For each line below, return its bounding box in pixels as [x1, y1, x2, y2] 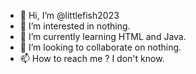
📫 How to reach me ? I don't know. [19, 53, 165, 64]
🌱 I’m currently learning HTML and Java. [19, 31, 187, 42]
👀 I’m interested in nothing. [19, 20, 131, 32]
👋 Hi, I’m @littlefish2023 [19, 10, 120, 21]
